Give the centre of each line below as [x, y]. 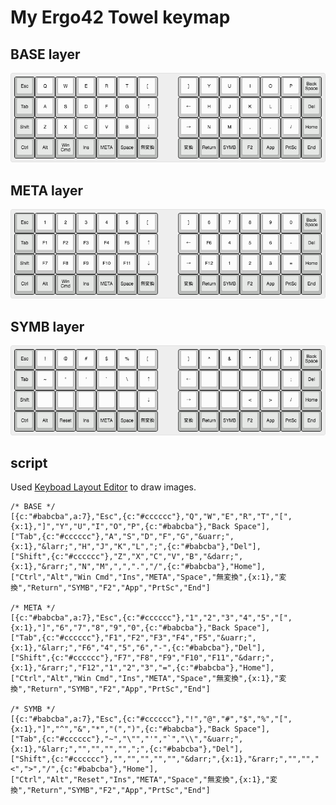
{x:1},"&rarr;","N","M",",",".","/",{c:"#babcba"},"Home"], [138, 567]
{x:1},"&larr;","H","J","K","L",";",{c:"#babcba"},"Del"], [136, 547]
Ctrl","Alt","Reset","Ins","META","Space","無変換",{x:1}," [145, 780]
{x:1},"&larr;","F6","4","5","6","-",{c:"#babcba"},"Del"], [138, 648]
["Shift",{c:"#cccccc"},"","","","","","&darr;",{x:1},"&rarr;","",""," [165, 759]
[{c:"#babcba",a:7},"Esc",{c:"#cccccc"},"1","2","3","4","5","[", [151, 618]
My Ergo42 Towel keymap [120, 17]
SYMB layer [47, 326]
